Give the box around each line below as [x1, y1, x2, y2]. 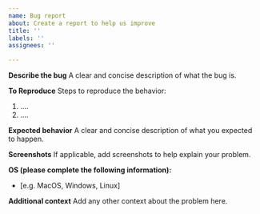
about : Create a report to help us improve [8, 19, 156, 27]
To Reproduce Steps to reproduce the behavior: [8, 86, 166, 96]
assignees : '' [8, 42, 56, 50]
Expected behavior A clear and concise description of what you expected [8, 126, 253, 135]
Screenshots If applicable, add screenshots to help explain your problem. [8, 150, 251, 159]
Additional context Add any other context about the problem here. [8, 196, 228, 206]
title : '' [8, 26, 42, 34]
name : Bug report [8, 11, 66, 20]
